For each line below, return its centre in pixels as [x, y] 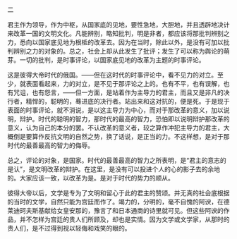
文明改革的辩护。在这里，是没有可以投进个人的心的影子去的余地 [128, 169]
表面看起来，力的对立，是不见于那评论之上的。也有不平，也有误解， [124, 84]
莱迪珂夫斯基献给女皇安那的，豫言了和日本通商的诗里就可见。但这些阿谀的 [115, 210]
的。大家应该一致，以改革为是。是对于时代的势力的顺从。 [91, 178]
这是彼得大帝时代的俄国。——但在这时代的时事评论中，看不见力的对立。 [112, 75]
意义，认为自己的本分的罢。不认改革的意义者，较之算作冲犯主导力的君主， [115, 128]
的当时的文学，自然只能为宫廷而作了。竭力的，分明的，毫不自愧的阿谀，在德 [119, 202]
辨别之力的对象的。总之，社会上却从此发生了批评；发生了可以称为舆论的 [118, 51]
